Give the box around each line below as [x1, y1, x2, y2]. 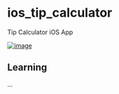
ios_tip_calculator [7, 5, 113, 21]
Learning [7, 61, 48, 74]
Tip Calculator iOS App [7, 28, 73, 36]
